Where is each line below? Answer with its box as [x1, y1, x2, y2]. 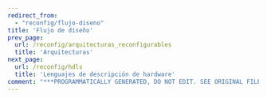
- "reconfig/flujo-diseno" [14, 19, 104, 27]
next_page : [7, 56, 44, 64]
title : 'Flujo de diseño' [7, 26, 93, 34]
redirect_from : [7, 11, 58, 20]
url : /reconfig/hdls [14, 63, 83, 71]
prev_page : [7, 33, 44, 42]
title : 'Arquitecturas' [14, 48, 93, 56]
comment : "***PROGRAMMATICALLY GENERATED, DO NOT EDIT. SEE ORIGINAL [7, 77, 244, 85]
